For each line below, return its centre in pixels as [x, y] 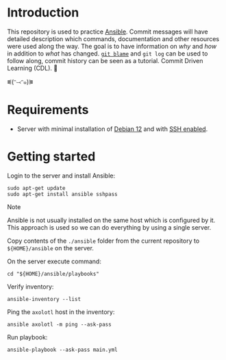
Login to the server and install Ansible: [61, 176]
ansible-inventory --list [44, 299]
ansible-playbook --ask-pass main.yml [62, 350]
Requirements [48, 110]
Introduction [43, 13]
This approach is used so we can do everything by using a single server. [109, 227]
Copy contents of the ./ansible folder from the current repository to [103, 241]
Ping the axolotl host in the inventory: [61, 312]
